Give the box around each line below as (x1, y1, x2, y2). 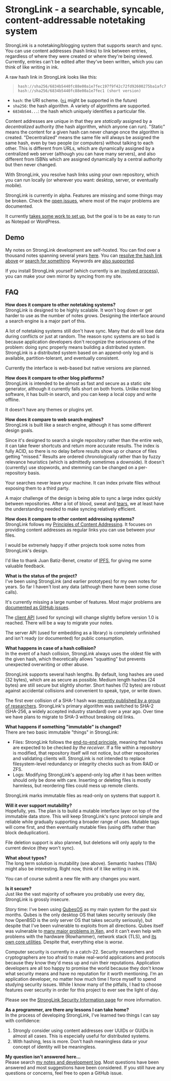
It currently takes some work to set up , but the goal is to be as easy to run (5, 213, 160, 219)
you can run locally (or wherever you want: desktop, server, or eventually (5, 177, 159, 183)
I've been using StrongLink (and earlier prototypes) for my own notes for (5, 578, 158, 584)
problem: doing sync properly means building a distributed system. (5, 344, 146, 350)
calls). (5, 589, 18, 595)
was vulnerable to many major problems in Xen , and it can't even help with (5, 928, 162, 934)
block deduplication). (5, 829, 50, 835)
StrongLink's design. (5, 547, 49, 554)
